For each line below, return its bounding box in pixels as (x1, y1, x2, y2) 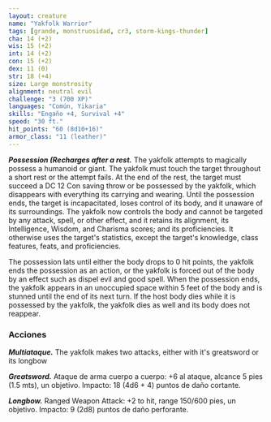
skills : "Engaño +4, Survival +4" (8, 110, 126, 118)
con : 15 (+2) (8, 58, 53, 66)
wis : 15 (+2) (8, 42, 53, 50)
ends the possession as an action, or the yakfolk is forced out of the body (8, 265, 255, 275)
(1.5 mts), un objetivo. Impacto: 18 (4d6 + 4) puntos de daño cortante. (8, 380, 241, 390)
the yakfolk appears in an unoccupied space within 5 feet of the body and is (8, 282, 263, 292)
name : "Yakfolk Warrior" (8, 19, 92, 28)
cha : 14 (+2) (8, 34, 53, 43)
